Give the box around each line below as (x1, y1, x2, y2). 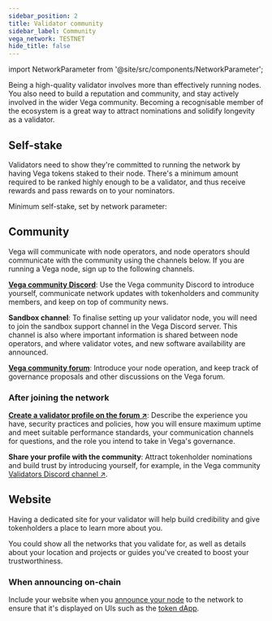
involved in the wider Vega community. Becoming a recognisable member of (8, 98, 264, 107)
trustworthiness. (8, 556, 63, 566)
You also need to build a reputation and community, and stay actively (8, 89, 240, 98)
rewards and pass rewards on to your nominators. (8, 185, 175, 195)
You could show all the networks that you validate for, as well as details (8, 538, 246, 549)
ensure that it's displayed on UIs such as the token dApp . (8, 603, 200, 614)
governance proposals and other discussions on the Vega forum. (8, 371, 226, 381)
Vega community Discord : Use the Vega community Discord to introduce (8, 280, 254, 289)
